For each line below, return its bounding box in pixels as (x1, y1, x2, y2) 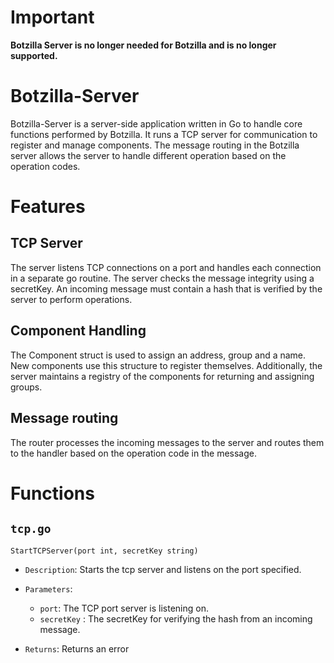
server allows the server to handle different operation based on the (10, 149, 287, 161)
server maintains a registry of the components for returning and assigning (10, 370, 315, 382)
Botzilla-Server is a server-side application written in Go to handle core (10, 117, 303, 130)
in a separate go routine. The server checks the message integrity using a (10, 272, 315, 284)
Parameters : (24, 582, 73, 595)
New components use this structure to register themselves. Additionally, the (10, 359, 323, 371)
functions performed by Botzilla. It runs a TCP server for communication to (10, 128, 318, 140)
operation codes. (10, 160, 81, 172)
